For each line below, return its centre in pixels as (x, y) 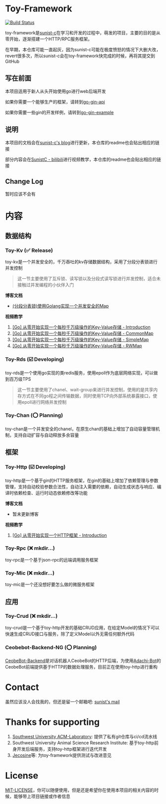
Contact (22, 687)
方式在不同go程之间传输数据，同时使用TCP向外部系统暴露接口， (87, 396)
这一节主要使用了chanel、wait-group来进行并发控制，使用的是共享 (85, 389)
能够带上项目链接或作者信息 (42, 796)
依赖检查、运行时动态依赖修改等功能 (51, 493)
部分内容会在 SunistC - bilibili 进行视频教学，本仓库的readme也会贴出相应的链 (83, 159)
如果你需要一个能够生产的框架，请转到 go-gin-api (55, 102)
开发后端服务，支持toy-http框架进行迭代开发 (62, 749)
